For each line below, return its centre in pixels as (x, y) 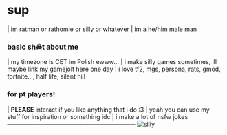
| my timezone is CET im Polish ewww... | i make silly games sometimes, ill (112, 62)
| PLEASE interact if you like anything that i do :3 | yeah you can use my (108, 110)
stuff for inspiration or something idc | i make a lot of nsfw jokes (98, 116)
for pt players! (31, 94)
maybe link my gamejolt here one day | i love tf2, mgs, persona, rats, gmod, (114, 69)
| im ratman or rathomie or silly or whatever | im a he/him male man (102, 29)
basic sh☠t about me (43, 47)
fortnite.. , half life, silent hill (46, 76)
